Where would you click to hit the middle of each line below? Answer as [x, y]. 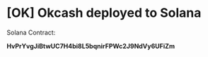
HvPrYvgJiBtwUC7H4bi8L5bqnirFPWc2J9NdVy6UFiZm [91, 46]
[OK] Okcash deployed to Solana [104, 13]
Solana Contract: [31, 32]
